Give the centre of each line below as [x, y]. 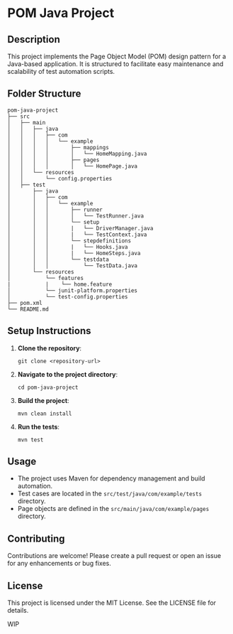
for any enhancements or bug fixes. [59, 564]
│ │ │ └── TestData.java [73, 265]
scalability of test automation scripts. [61, 71]
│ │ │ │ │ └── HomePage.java [73, 166]
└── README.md [28, 309]
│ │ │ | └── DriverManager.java [80, 228]
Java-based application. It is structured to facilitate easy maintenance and [115, 64]
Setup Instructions [49, 331]
